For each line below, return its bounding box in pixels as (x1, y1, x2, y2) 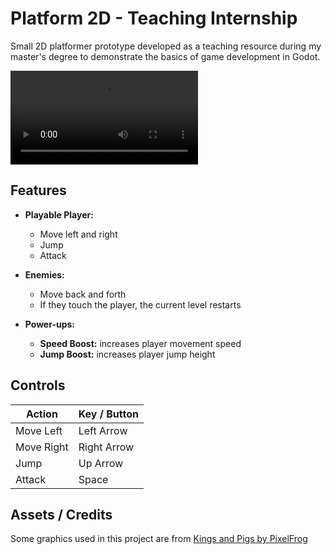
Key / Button (78, 407, 139, 421)
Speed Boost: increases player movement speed (39, 337, 242, 349)
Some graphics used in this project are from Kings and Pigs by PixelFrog (10, 533, 308, 545)
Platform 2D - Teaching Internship (10, 7, 298, 30)
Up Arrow (78, 456, 124, 470)
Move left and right (39, 228, 118, 240)
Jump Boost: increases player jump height (39, 348, 216, 360)
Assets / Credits (10, 506, 113, 523)
